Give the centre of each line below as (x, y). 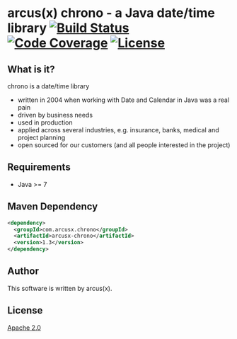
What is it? (31, 69)
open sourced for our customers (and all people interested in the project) (124, 145)
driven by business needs (55, 115)
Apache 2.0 (24, 328)
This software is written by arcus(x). (60, 288)
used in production (45, 122)
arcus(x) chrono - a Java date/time (111, 13)
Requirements (39, 167)
